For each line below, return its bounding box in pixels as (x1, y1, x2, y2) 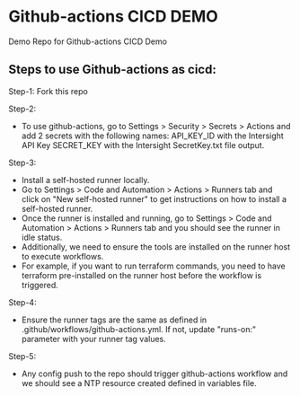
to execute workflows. (21, 251, 104, 261)
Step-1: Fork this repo (8, 85, 89, 96)
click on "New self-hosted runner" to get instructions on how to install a (21, 193, 287, 204)
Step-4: (8, 296, 37, 307)
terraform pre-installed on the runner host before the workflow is (21, 269, 262, 280)
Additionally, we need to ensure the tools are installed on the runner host (21, 241, 291, 252)
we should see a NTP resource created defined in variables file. (21, 377, 257, 388)
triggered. (21, 279, 59, 290)
